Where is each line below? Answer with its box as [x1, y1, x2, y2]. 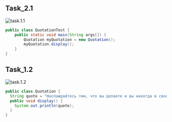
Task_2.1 [5, 4, 33, 13]
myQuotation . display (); [24, 42, 74, 47]
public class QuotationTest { [5, 28, 70, 33]
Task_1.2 [5, 65, 33, 74]
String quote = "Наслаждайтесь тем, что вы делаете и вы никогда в [10, 93, 157, 99]
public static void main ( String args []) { [14, 32, 106, 37]
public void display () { [10, 98, 63, 104]
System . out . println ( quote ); [14, 103, 74, 108]
